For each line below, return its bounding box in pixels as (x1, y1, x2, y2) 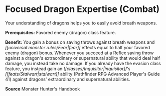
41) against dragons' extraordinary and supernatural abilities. (5, 76, 131, 82)
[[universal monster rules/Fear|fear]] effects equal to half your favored (5, 44, 151, 50)
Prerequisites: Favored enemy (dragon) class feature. (5, 29, 116, 35)
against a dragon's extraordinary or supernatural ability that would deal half (5, 55, 161, 61)
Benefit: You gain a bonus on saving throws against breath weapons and (5, 39, 155, 45)
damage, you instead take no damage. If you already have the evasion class (5, 60, 161, 66)
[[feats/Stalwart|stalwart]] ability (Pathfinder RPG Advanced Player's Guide (5, 71, 160, 77)
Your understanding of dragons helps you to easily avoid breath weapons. (5, 20, 157, 26)
